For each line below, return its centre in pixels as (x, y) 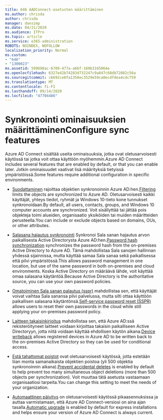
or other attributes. (31, 226)
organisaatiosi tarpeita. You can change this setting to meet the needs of (84, 382)
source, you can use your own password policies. (62, 282)
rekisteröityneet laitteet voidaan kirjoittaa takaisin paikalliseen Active (81, 326)
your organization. (30, 387)
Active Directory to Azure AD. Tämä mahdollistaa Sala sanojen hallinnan (84, 250)
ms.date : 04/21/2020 (26, 28)
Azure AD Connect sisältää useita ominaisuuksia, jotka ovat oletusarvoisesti (81, 154)
